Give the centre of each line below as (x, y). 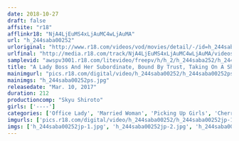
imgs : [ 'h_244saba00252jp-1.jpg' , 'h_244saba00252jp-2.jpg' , (100, 126)
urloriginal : (27, 47)
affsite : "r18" (30, 27)
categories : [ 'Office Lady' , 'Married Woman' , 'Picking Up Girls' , (110, 113)
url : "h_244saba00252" (41, 41)
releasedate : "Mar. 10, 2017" (52, 87)
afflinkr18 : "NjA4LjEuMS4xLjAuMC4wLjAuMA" (71, 34)
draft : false (27, 21)
